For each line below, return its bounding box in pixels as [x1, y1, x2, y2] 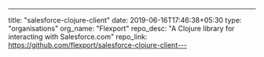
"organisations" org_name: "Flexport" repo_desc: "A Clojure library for [8, 24, 235, 33]
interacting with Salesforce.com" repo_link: [8, 32, 148, 41]
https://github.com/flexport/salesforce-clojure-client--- [8, 41, 188, 49]
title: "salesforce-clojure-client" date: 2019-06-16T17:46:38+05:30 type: [8, 16, 242, 24]
